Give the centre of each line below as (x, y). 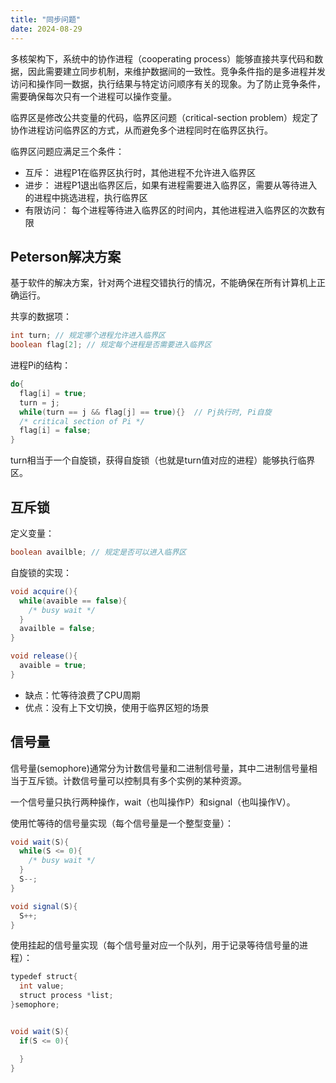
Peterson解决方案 (66, 256)
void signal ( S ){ (44, 906)
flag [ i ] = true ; (53, 393)
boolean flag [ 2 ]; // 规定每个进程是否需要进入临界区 (111, 345)
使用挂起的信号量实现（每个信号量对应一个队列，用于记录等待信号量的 (155, 945)
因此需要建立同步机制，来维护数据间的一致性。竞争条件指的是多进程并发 (176, 71)
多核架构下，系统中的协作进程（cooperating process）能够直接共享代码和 (162, 58)
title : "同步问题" (46, 19)
